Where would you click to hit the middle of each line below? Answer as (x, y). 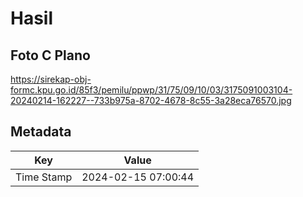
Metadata (41, 132)
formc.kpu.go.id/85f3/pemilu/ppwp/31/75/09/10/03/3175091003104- (151, 90)
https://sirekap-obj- (51, 79)
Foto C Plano (50, 55)
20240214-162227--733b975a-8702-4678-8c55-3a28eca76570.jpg (151, 100)
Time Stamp (44, 177)
